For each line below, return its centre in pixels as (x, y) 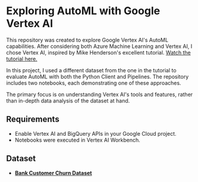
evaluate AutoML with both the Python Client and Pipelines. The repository (98, 76)
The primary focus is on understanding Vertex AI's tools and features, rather (100, 94)
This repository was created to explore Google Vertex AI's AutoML (87, 40)
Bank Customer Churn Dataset (53, 173)
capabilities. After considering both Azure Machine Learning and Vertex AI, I (99, 46)
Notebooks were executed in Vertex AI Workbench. (78, 140)
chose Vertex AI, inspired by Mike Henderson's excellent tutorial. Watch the (99, 52)
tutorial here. (22, 59)
